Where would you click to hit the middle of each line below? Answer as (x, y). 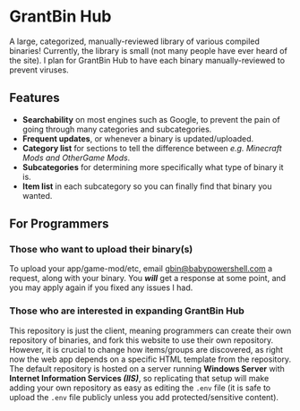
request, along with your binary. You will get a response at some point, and (148, 278)
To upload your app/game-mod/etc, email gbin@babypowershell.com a (141, 269)
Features (34, 98)
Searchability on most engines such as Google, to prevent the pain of (151, 119)
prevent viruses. (39, 70)
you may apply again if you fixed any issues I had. (101, 287)
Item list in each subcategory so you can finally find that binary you (147, 186)
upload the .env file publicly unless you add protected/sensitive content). (144, 397)
